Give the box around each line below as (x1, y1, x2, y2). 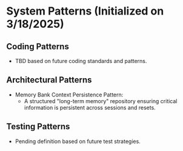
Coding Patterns (6, 41, 70, 52)
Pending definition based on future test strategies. (15, 138, 141, 145)
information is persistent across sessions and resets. (24, 104, 156, 111)
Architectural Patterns (6, 75, 92, 86)
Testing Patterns (6, 121, 70, 132)
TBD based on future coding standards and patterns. (15, 58, 147, 64)
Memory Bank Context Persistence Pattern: (15, 91, 124, 98)
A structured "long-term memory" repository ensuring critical (24, 97, 178, 104)
